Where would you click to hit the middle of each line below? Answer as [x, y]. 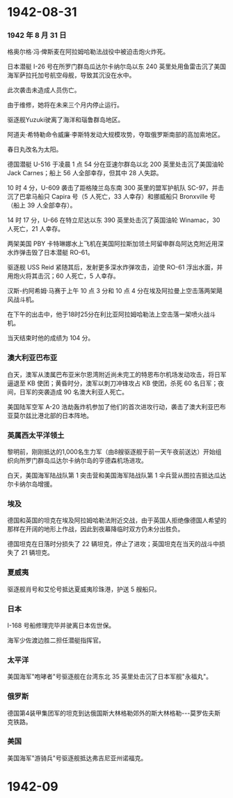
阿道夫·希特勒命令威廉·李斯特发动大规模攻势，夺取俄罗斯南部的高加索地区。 [116, 135]
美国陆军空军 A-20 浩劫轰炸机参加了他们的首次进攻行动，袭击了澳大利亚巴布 [116, 406]
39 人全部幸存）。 [51, 205]
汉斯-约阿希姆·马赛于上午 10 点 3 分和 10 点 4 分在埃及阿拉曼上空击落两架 [112, 291]
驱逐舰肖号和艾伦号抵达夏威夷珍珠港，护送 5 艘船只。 [84, 589]
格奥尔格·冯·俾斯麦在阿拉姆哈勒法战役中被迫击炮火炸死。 [88, 52]
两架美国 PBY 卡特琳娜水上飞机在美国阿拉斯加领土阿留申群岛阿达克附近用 [112, 244]
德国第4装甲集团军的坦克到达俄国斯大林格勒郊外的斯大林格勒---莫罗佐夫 [111, 713]
